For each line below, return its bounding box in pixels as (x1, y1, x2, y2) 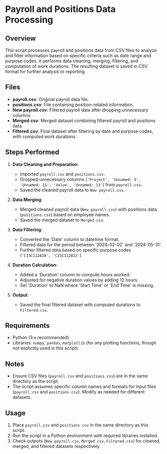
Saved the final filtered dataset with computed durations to (19, 301, 141, 307)
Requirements (5, 321, 50, 330)
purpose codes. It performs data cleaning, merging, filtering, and (5, 58, 139, 63)
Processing (5, 14, 53, 25)
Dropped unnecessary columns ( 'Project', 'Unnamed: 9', (19, 176, 141, 182)
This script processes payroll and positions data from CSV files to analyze (5, 47, 157, 53)
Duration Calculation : (12, 261, 58, 268)
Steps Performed (5, 148, 60, 156)
